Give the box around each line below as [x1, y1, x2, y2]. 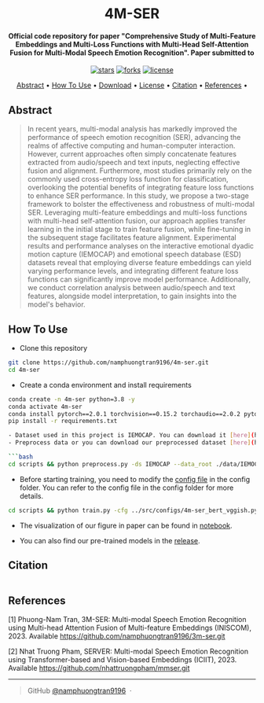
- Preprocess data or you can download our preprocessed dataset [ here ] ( [8, 439, 255, 447]
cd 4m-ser [8, 366, 41, 374]
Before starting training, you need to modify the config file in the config [19, 474, 251, 484]
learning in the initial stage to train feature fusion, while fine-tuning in [27, 225, 251, 234]
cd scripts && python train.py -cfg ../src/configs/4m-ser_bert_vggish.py [8, 506, 258, 514]
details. [19, 491, 44, 500]
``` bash [8, 453, 34, 461]
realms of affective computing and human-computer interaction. [27, 141, 236, 150]
